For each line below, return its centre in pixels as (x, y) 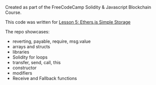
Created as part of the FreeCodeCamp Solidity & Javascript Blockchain (78, 7)
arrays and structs (31, 46)
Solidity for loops (30, 57)
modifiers (22, 73)
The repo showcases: (27, 32)
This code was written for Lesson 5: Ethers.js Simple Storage (68, 22)
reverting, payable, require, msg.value (51, 41)
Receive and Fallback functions (45, 78)
